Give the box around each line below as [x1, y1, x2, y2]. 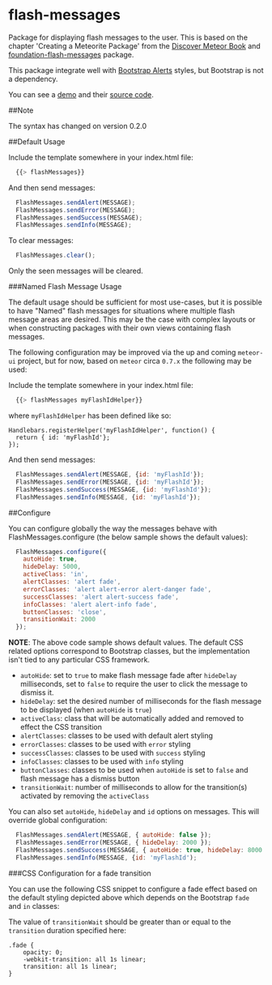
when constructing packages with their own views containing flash [8, 323, 232, 333]
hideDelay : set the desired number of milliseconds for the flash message [19, 697, 261, 706]
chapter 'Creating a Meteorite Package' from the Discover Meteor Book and [8, 41, 261, 50]
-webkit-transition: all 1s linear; [23, 955, 147, 963]
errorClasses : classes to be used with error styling [19, 740, 192, 749]
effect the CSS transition [19, 723, 103, 732]
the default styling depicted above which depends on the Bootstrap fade [8, 893, 249, 902]
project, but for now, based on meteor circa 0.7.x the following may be [17, 356, 253, 366]
